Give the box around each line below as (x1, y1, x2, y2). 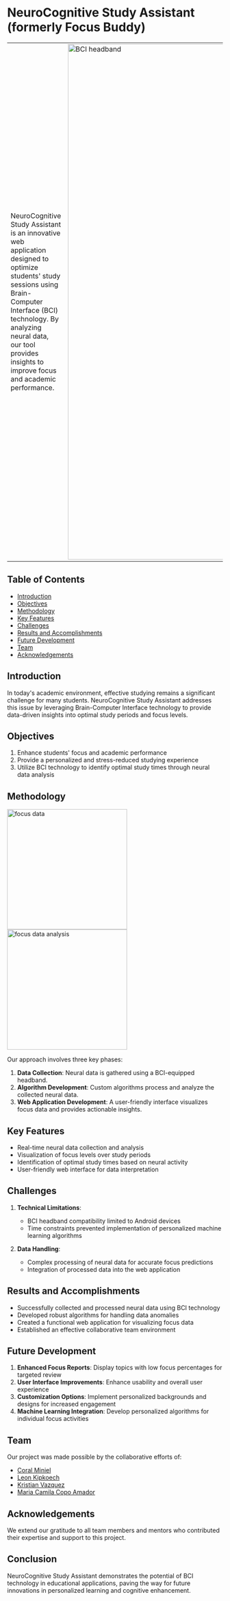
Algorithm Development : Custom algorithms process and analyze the (16, 1083, 214, 1092)
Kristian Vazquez (16, 1481, 65, 1489)
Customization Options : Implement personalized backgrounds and (16, 1393, 207, 1401)
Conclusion (7, 1554, 57, 1565)
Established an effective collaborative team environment (16, 1325, 176, 1334)
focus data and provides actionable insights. (16, 1105, 142, 1114)
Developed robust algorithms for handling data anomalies (16, 1311, 179, 1319)
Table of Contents (7, 574, 86, 586)
